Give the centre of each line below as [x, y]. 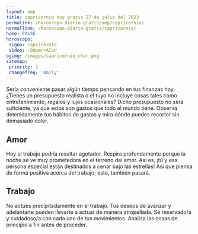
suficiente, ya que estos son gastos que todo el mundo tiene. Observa [92, 108]
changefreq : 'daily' [34, 72]
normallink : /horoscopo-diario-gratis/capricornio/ [71, 28]
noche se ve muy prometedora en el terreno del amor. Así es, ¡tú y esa [92, 160]
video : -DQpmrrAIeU [33, 50]
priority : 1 [23, 67]
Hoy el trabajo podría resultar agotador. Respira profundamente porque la [96, 154]
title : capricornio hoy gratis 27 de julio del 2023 [73, 17]
